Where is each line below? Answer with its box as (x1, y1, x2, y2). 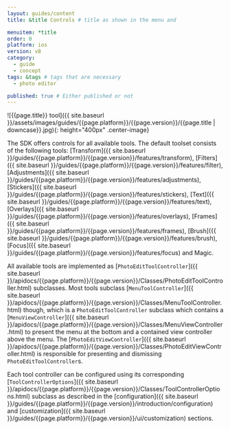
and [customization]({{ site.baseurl (7, 407, 106, 415)
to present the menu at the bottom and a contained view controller (25, 328, 213, 336)
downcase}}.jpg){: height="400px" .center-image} (7, 126, 150, 134)
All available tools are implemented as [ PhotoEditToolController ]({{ (7, 262, 198, 270)
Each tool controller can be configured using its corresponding (7, 371, 185, 379)
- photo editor (13, 80, 57, 87)
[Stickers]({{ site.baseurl (7, 183, 77, 191)
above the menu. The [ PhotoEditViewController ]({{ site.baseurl (7, 335, 187, 344)
